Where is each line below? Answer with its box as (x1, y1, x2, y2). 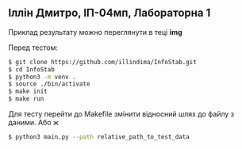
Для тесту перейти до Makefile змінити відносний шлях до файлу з (8, 109, 235, 119)
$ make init (8, 87, 48, 96)
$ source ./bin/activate (8, 80, 90, 88)
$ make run (8, 95, 44, 103)
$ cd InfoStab (8, 65, 56, 74)
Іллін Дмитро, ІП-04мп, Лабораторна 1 (8, 6, 211, 20)
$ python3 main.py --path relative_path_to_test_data (8, 133, 190, 141)
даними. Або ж (8, 118, 60, 128)
